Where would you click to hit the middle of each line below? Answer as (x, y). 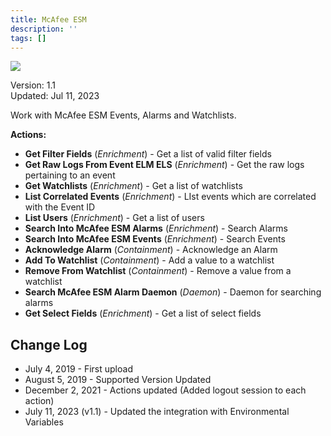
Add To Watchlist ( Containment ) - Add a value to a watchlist (149, 260)
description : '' (44, 29)
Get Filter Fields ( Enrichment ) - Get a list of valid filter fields (148, 154)
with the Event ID (60, 207)
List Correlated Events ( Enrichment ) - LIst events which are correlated (170, 197)
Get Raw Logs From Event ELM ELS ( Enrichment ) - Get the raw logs (164, 165)
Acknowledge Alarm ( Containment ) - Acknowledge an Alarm (151, 250)
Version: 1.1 (33, 85)
